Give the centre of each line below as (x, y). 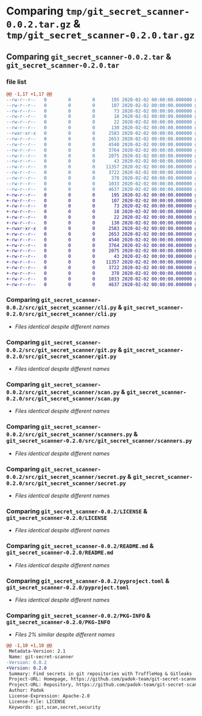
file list (17, 81)
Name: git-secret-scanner (41, 657)
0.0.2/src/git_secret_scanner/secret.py (66, 477)
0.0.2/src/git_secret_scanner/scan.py (63, 392)
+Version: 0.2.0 (26, 668)
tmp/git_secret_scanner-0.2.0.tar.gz (101, 36)
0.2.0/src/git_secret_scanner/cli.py (62, 314)
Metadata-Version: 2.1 (37, 652)
